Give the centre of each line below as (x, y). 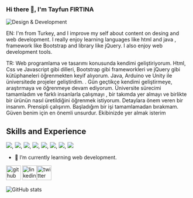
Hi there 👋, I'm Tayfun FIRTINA (50, 9)
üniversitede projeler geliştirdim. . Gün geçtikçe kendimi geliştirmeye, (89, 82)
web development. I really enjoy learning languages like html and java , (91, 40)
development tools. (29, 52)
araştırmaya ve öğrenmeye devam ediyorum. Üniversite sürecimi (84, 88)
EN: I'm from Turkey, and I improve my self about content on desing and (93, 33)
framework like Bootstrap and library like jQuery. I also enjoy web (84, 46)
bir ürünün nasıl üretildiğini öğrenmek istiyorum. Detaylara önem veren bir (94, 100)
